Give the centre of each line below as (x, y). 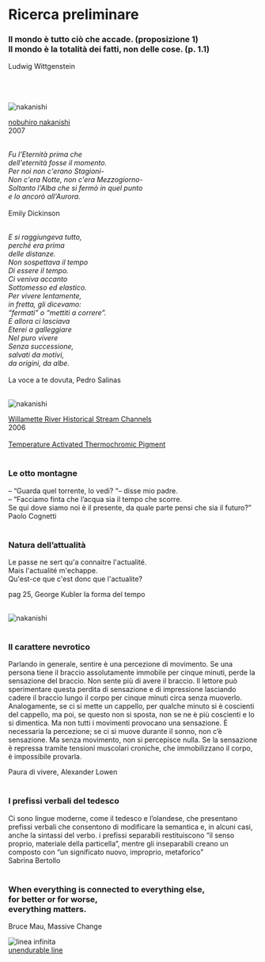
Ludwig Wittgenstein (42, 67)
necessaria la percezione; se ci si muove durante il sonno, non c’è (115, 732)
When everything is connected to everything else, (107, 889)
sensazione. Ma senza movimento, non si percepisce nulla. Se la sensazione (133, 740)
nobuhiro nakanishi (39, 122)
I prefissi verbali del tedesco (64, 801)
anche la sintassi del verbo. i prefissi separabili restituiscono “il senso (121, 835)
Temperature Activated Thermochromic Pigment (87, 444)
